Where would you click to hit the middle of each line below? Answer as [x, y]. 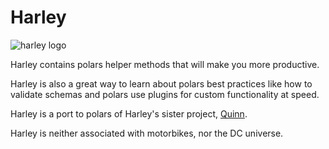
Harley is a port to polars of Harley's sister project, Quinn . [129, 113]
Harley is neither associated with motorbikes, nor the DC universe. [147, 133]
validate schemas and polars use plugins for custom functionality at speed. [165, 94]
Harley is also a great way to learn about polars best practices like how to [161, 83]
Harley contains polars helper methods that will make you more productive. [165, 64]
